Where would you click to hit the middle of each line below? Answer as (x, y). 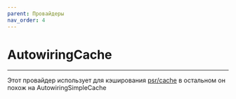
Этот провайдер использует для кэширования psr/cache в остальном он (117, 80)
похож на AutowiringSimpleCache (57, 88)
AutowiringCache (60, 55)
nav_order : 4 (26, 20)
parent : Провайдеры (36, 14)
